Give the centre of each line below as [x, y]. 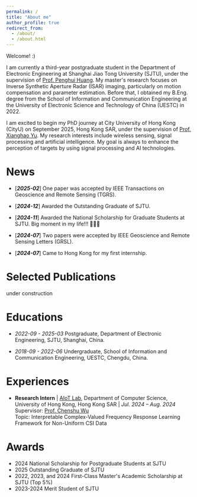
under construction [30, 293]
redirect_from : [25, 28]
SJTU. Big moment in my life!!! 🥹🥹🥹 [57, 224]
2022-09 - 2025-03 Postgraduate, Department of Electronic [88, 333]
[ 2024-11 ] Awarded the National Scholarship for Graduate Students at [100, 217]
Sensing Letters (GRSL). [44, 241]
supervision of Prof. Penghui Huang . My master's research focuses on [92, 80]
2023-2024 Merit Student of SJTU [57, 488]
